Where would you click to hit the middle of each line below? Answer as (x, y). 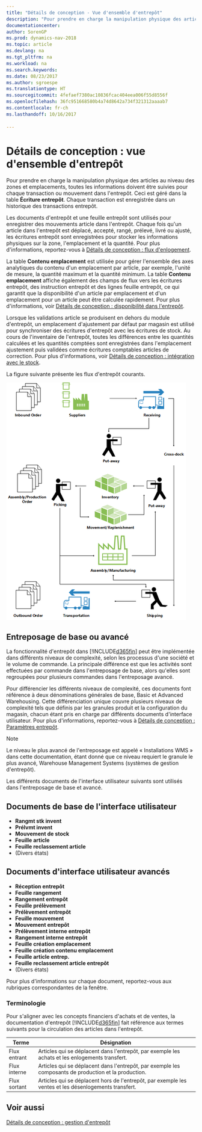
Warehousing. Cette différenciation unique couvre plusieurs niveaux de (94, 702)
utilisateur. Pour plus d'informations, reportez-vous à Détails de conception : (101, 721)
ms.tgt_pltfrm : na (29, 57)
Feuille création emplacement (53, 944)
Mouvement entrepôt (42, 924)
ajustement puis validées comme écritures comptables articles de (88, 350)
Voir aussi (25, 1108)
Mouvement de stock (42, 834)
